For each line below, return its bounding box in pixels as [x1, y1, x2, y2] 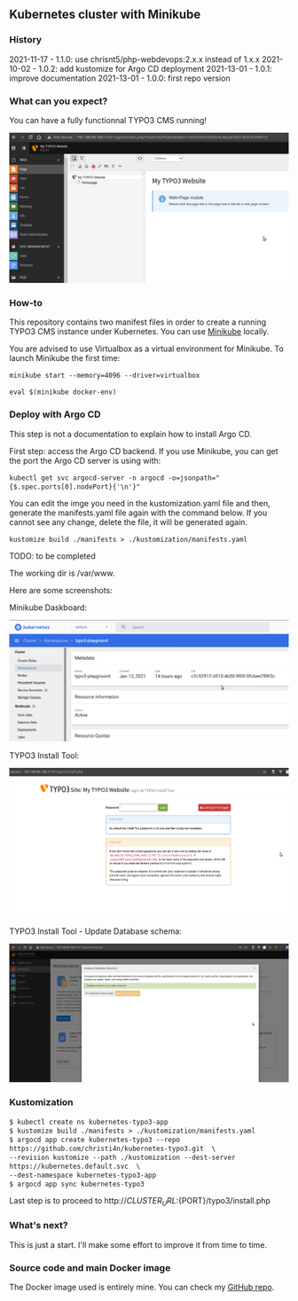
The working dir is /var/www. [9, 568, 115, 578]
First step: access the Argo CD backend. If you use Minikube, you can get [9, 445, 278, 456]
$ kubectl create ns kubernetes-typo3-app [9, 1117, 169, 1126]
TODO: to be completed [9, 550, 96, 561]
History [9, 34, 43, 46]
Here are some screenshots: [9, 584, 113, 595]
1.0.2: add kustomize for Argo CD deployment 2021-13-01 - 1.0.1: [38, 63, 272, 74]
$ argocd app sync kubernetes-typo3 [9, 1180, 145, 1188]
